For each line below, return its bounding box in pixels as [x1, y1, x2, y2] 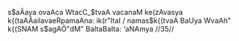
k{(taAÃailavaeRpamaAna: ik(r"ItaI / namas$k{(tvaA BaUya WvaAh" [7, 16, 231, 25]
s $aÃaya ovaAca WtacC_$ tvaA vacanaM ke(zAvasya [7, 8, 183, 17]
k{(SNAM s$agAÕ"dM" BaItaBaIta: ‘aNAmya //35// [7, 24, 175, 33]
